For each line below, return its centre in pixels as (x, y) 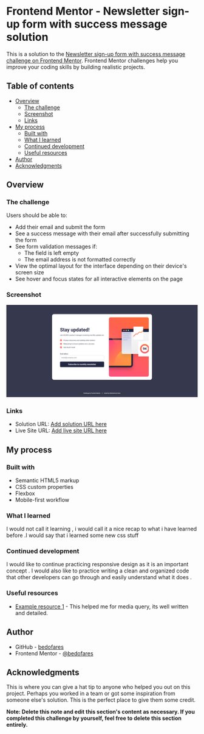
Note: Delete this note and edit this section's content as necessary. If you (101, 712)
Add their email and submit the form (60, 227)
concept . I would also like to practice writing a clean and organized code (98, 571)
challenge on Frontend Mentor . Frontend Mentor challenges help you (92, 60)
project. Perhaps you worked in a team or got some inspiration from (91, 694)
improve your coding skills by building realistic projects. (76, 67)
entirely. (17, 725)
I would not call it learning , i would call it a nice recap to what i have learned (102, 529)
